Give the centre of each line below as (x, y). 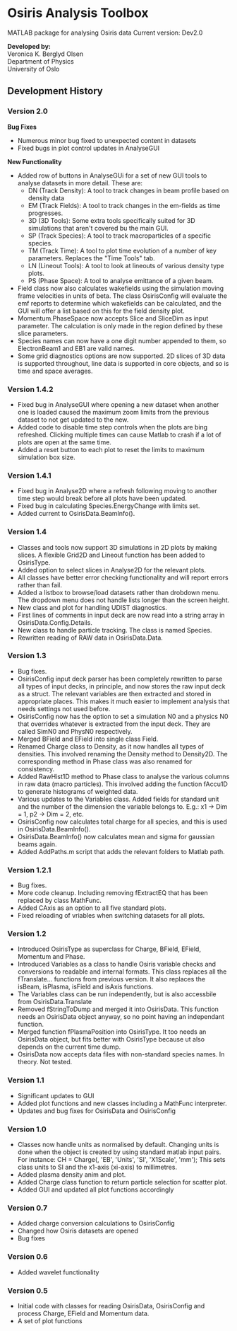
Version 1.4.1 (29, 476)
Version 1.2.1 (29, 870)
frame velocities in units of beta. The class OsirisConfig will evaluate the (122, 296)
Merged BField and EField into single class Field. (88, 739)
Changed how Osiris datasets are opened (78, 1231)
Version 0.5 (28, 1291)
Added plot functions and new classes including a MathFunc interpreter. (122, 1103)
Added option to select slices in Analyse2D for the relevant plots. (112, 570)
